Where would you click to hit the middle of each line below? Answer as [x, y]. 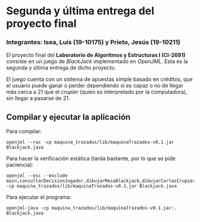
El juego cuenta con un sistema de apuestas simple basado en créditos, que [99, 79]
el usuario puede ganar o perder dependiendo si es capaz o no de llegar [95, 86]
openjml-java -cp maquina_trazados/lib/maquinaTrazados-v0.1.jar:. [92, 208]
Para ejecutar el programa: [39, 197]
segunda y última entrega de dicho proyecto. [61, 68]
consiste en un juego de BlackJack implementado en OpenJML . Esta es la [97, 61]
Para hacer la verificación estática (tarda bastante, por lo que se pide [91, 158]
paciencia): [20, 165]
